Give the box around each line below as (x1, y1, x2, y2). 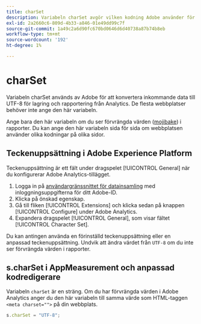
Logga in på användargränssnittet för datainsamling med (14, 182, 155, 190)
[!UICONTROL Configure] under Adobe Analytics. (14, 208, 138, 215)
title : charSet (6, 8, 45, 15)
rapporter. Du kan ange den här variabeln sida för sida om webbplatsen (6, 124, 183, 131)
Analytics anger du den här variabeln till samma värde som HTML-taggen (6, 294, 188, 302)
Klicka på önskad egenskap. (14, 195, 85, 202)
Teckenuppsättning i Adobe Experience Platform (6, 148, 193, 158)
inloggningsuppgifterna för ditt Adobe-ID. (14, 188, 118, 196)
